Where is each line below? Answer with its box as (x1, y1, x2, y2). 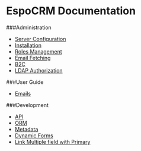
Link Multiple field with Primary (14, 138, 91, 145)
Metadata (14, 125, 39, 133)
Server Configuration (14, 35, 66, 42)
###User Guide (6, 78, 44, 86)
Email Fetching (14, 54, 51, 61)
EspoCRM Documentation (6, 4, 136, 18)
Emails (14, 90, 31, 97)
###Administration (6, 24, 52, 31)
